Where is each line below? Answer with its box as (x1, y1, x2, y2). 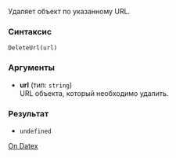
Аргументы (8, 62, 55, 73)
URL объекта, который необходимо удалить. (19, 88, 169, 97)
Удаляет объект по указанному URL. (8, 7, 131, 16)
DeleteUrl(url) (8, 44, 58, 52)
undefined (19, 127, 52, 135)
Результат (8, 108, 49, 119)
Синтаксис (8, 26, 52, 37)
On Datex (8, 141, 38, 150)
